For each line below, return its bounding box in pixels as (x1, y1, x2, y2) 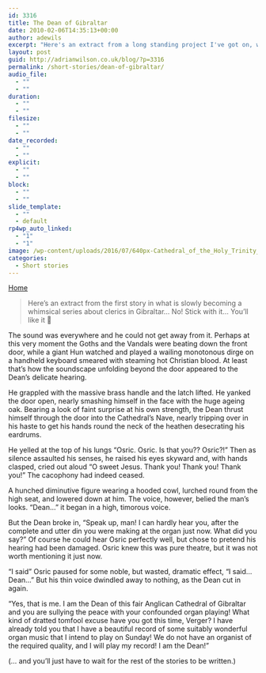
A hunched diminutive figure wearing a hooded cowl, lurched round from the (8, 486, 258, 495)
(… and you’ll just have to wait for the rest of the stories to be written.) (8, 656, 236, 666)
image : (8, 247, 30, 255)
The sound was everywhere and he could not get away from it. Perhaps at (8, 331, 250, 340)
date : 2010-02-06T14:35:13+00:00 (8, 26, 119, 34)
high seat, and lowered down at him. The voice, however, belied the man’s (8, 494, 249, 504)
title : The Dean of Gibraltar (8, 19, 108, 27)
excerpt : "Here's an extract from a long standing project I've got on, (8, 41, 253, 49)
